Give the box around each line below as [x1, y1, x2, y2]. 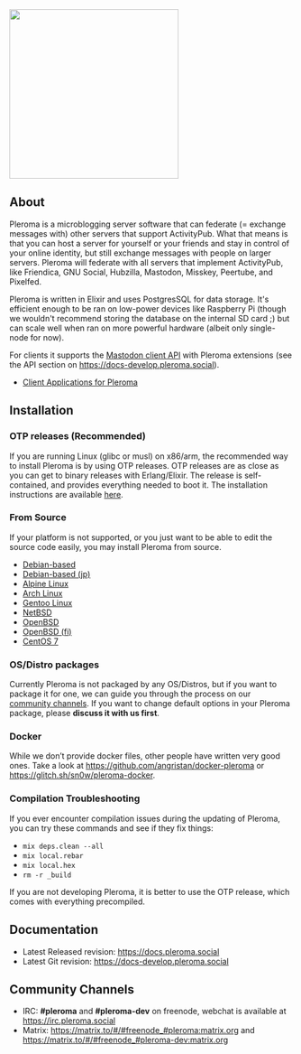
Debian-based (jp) [22, 568, 91, 579]
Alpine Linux [22, 578, 69, 589]
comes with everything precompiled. [9, 896, 146, 907]
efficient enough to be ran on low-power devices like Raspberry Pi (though [9, 303, 287, 314]
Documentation [9, 922, 99, 937]
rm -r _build [22, 871, 72, 880]
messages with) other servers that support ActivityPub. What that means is [9, 228, 288, 238]
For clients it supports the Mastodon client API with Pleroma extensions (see [9, 350, 293, 360]
